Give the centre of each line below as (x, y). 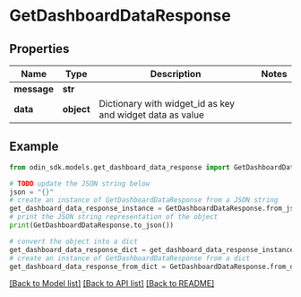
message (34, 89)
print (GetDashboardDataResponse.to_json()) (92, 225)
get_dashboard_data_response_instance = (86, 209)
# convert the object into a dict (74, 241)
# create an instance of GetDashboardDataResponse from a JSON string (144, 200)
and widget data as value (151, 115)
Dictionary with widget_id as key (167, 104)
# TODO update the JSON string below (80, 183)
